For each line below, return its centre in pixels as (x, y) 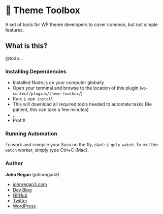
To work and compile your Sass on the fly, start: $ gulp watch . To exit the (82, 145)
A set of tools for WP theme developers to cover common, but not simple (82, 24)
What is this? (26, 46)
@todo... (14, 58)
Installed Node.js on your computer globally (58, 83)
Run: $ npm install (33, 99)
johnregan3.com (30, 184)
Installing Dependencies (36, 71)
